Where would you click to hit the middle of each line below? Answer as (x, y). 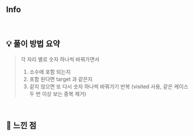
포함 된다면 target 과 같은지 (61, 79)
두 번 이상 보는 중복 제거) (58, 94)
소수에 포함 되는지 (50, 72)
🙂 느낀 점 (21, 126)
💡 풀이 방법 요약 (33, 44)
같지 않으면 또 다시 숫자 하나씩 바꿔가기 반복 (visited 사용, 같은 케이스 (109, 86)
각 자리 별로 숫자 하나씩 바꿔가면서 (60, 59)
